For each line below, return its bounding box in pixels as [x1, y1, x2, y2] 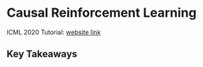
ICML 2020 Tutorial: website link [6, 28, 101, 36]
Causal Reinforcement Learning [6, 5, 197, 21]
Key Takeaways [6, 48, 78, 60]
